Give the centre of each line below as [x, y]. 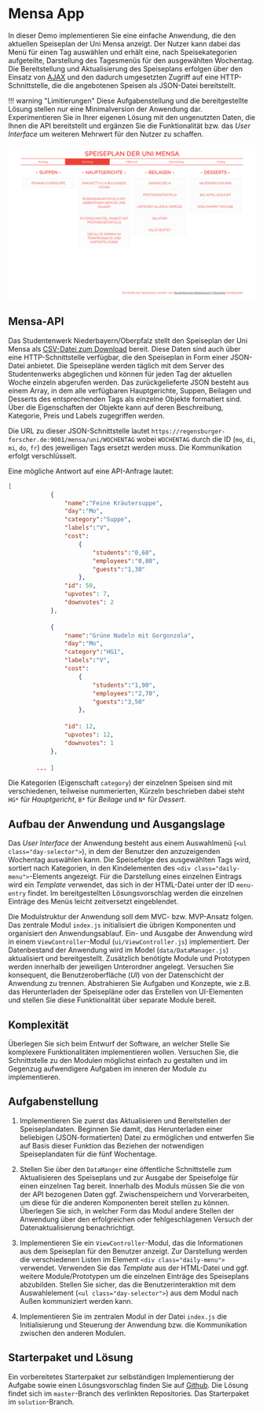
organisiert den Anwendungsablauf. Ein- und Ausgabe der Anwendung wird [130, 933]
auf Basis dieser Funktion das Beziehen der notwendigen [111, 1145]
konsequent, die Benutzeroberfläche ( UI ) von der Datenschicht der [116, 975]
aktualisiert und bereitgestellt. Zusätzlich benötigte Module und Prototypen [129, 958]
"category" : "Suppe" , [98, 520]
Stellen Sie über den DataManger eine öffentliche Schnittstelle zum [125, 1169]
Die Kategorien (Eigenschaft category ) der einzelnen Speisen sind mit [121, 783]
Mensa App [46, 14]
